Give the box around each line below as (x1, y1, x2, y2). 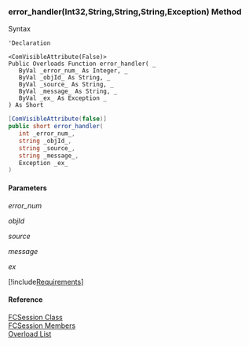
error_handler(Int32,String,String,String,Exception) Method (8, 6, 242, 17)
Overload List (8, 329, 52, 338)
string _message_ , (18, 152, 79, 160)
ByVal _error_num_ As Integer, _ (18, 67, 128, 75)
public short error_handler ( (8, 123, 104, 131)
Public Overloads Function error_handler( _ (8, 60, 156, 68)
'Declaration (8, 39, 51, 47)
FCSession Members (8, 321, 76, 330)
